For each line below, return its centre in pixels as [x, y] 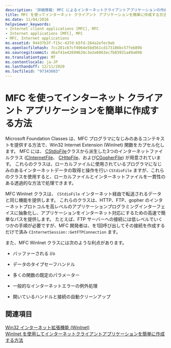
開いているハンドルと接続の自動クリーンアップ [62, 296]
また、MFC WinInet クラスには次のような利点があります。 [66, 242]
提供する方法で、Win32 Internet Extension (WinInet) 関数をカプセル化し [89, 145]
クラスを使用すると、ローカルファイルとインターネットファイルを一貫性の [88, 176]
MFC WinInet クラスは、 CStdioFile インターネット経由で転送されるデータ [83, 194]
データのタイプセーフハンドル [44, 264]
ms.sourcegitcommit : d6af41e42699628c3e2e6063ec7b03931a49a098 [74, 52]
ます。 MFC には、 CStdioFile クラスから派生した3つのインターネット [78, 151]
